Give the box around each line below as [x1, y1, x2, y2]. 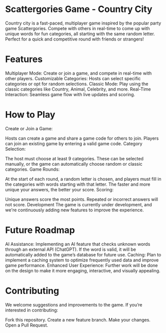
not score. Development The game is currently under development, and [5, 201, 152, 207]
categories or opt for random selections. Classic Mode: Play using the [5, 81, 149, 87]
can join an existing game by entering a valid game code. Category [5, 140, 143, 146]
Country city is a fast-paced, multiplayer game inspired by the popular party [5, 20, 162, 26]
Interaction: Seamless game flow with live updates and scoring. [5, 91, 136, 97]
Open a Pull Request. [5, 322, 48, 328]
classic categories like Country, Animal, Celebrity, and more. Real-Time [5, 86, 151, 92]
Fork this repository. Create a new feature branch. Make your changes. [5, 316, 151, 322]
